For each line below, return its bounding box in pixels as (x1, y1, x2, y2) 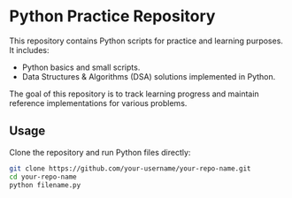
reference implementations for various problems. (9, 97, 188, 108)
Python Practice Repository (9, 6, 216, 27)
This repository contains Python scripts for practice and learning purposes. (9, 35, 283, 46)
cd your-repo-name (9, 172, 77, 181)
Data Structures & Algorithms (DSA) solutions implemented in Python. (21, 71, 276, 81)
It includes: (9, 44, 50, 55)
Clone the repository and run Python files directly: (9, 147, 191, 157)
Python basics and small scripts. (21, 62, 141, 72)
